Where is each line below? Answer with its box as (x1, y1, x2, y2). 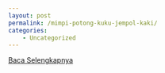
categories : (8, 26, 48, 34)
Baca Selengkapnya (8, 56, 74, 65)
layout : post (8, 11, 52, 20)
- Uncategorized (22, 33, 77, 42)
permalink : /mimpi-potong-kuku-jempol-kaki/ (8, 19, 158, 27)
